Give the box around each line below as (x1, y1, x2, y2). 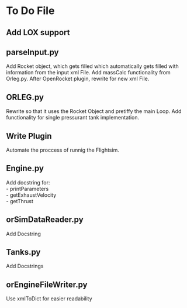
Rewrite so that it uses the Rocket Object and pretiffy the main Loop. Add (6, 108, 182, 115)
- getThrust (6, 197, 34, 204)
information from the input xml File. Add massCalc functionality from (6, 69, 171, 76)
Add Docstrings (6, 262, 44, 270)
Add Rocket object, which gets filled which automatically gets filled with (6, 63, 179, 70)
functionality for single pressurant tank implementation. (6, 114, 139, 121)
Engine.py (6, 163, 44, 173)
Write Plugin (6, 131, 52, 141)
